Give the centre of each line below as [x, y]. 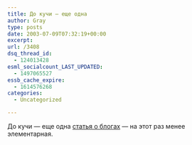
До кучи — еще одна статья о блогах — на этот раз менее [96, 126]
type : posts [25, 27]
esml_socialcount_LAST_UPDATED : [55, 67]
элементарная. [30, 134]
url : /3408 [23, 47]
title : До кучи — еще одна [47, 14]
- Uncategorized [38, 100]
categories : [25, 93]
